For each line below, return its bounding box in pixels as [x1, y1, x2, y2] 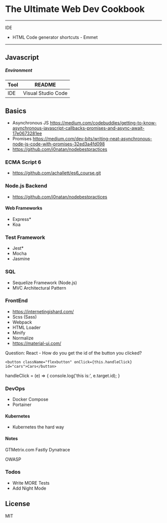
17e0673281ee [12, 130, 42, 136]
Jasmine [12, 256, 30, 262]
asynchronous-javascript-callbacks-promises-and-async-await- [12, 125, 145, 131]
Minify [12, 329, 26, 335]
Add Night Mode [12, 485, 46, 491]
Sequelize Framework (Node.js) [12, 280, 77, 286]
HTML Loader [12, 324, 41, 330]
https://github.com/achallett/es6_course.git [12, 170, 101, 176]
